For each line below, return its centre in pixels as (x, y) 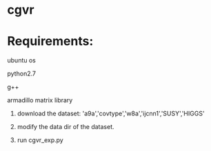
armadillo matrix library (40, 100)
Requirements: (50, 42)
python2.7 (22, 73)
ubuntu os (21, 60)
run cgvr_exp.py (40, 140)
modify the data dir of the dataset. (66, 127)
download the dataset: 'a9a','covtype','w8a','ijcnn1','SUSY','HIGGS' (111, 114)
